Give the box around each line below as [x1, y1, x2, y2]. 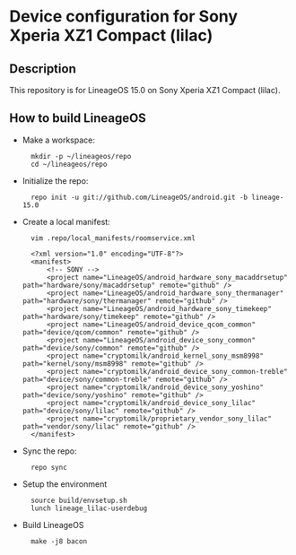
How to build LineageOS [9, 110, 146, 126]
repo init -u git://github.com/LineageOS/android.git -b [30, 193, 248, 202]
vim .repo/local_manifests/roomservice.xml [30, 233, 196, 243]
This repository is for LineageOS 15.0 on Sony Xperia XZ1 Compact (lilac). [9, 85, 281, 95]
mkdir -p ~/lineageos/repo [30, 152, 132, 160]
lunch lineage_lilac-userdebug [30, 504, 148, 513]
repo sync [30, 463, 67, 472]
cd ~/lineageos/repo [30, 160, 108, 169]
